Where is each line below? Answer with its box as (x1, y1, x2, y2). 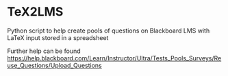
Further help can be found (7, 47, 81, 55)
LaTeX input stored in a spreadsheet (7, 33, 109, 41)
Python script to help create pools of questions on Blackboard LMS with (7, 26, 210, 35)
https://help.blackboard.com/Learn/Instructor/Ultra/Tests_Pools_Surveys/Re (7, 54, 222, 62)
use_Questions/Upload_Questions (7, 61, 103, 69)
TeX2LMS (7, 4, 64, 20)
